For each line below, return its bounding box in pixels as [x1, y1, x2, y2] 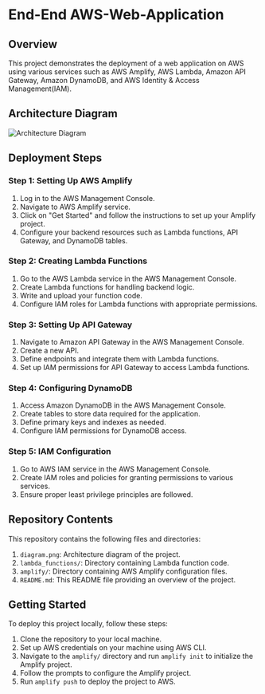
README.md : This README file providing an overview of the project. [19, 574, 236, 584]
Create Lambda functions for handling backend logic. [19, 282, 195, 292]
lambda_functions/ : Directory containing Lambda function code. [19, 558, 229, 567]
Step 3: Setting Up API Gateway [8, 319, 133, 330]
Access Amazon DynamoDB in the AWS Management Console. [19, 400, 227, 410]
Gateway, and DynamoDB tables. [19, 235, 128, 245]
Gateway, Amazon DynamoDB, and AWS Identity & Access [8, 76, 201, 85]
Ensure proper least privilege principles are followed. [19, 489, 193, 499]
